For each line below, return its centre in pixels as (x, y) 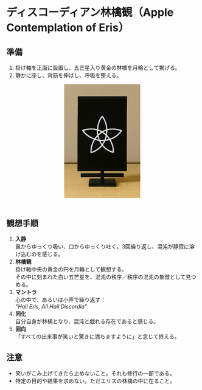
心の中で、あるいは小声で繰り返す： (61, 300)
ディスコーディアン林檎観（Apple (90, 12)
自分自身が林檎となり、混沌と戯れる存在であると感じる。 (87, 321)
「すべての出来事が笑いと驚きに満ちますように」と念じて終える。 (97, 337)
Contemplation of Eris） (68, 28)
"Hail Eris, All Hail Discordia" (51, 307)
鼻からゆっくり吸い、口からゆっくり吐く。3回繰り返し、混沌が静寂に (102, 247)
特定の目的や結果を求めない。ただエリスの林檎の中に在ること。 (95, 381)
